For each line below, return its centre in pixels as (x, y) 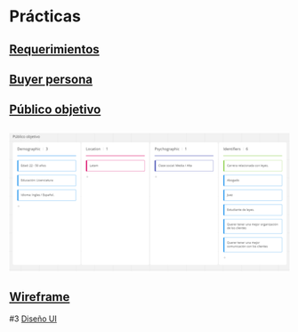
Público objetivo (55, 110)
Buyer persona (51, 79)
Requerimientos (54, 49)
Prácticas (45, 16)
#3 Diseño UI (33, 319)
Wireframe (40, 297)
